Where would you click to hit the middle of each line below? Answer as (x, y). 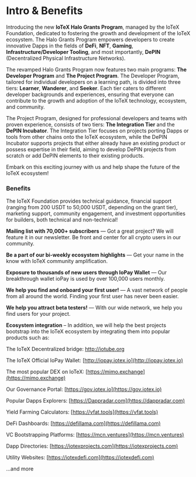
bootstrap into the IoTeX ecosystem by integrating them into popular (88, 332)
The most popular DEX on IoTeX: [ (47, 372)
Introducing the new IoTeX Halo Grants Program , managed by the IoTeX (93, 27)
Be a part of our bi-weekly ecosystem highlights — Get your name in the (95, 255)
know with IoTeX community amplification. (57, 261)
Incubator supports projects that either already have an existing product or (96, 143)
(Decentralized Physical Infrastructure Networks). (66, 58)
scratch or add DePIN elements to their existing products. (75, 155)
